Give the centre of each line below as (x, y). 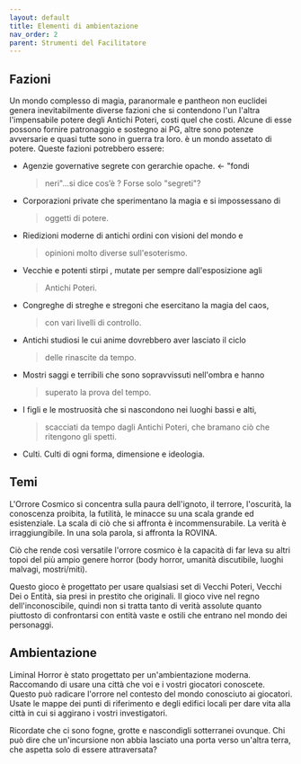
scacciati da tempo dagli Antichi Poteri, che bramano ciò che (157, 427)
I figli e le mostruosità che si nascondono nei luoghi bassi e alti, (139, 410)
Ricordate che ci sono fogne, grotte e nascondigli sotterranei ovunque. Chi (147, 730)
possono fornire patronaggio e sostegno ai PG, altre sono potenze (132, 129)
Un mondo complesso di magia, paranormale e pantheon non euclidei (138, 101)
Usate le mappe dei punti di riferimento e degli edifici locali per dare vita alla (150, 703)
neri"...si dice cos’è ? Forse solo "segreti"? (123, 183)
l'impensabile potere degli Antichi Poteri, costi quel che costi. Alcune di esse (150, 120)
